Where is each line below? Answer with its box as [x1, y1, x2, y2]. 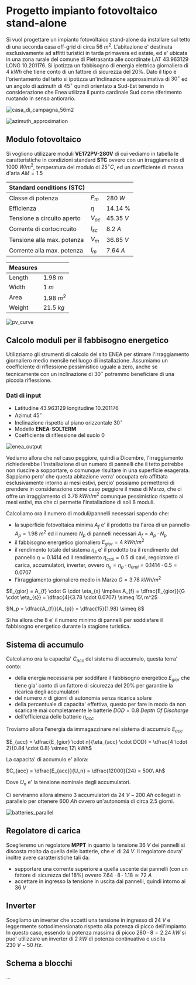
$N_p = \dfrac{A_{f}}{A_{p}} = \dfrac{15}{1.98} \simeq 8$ [6, 605, 145, 613]
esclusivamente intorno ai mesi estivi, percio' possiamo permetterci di [6, 479, 174, 486]
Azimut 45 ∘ [14, 411, 43, 419]
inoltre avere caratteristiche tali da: [6, 854, 90, 861]
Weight [9, 303, 29, 312]
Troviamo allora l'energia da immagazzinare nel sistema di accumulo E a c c [6, 726, 183, 734]
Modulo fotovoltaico [6, 135, 82, 145]
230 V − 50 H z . [6, 941, 43, 948]
